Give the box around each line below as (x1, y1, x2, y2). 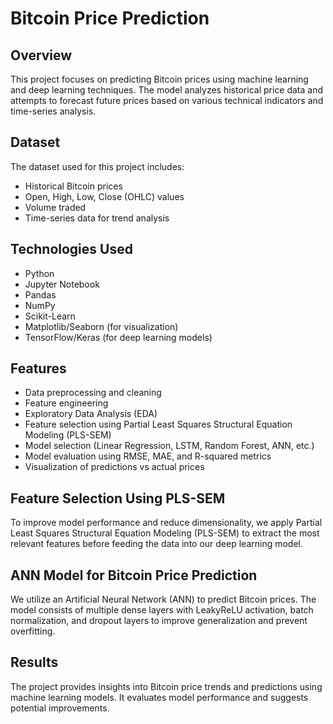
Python (24, 267, 55, 279)
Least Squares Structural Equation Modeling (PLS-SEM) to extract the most (10, 527, 320, 539)
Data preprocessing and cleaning (24, 387, 162, 399)
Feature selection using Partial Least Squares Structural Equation (24, 418, 293, 431)
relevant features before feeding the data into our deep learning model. (10, 538, 304, 550)
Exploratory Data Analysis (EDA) (24, 408, 158, 420)
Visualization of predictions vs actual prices (24, 461, 205, 473)
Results (10, 654, 59, 671)
